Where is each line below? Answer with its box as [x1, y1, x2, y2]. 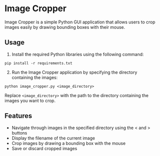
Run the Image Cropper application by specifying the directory [11, 69, 138, 75]
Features [4, 112, 32, 120]
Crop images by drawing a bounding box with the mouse [11, 140, 126, 146]
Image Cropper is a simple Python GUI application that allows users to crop [4, 19, 156, 25]
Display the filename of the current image [11, 135, 96, 141]
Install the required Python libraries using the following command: [11, 51, 144, 57]
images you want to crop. [4, 97, 56, 103]
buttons [11, 130, 27, 136]
